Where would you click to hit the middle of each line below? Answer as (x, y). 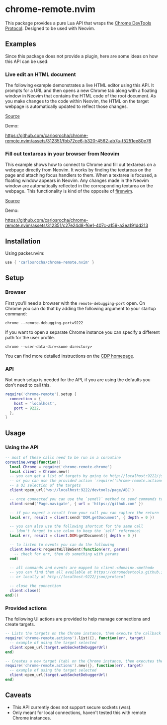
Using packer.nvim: (25, 253)
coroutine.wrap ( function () (33, 462)
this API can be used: (27, 61)
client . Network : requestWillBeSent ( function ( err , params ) (70, 549)
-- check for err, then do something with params (67, 554)
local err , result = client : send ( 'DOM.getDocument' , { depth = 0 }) (82, 517)
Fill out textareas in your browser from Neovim (62, 153)
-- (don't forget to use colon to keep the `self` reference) (75, 531)
